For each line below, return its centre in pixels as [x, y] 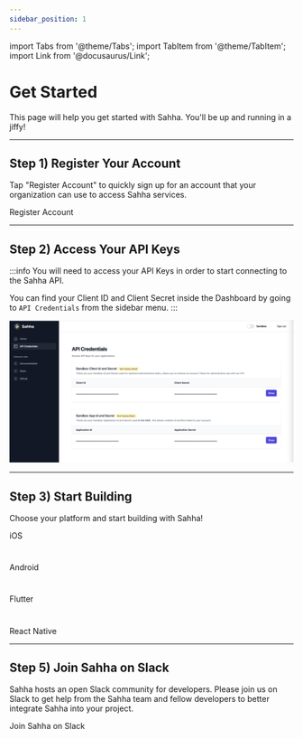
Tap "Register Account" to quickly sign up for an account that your [133, 185]
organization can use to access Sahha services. [98, 195]
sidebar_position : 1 [48, 19]
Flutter [22, 599]
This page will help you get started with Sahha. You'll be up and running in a [150, 117]
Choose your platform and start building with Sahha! [106, 518]
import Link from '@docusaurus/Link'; [80, 55]
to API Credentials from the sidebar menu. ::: [94, 308]
